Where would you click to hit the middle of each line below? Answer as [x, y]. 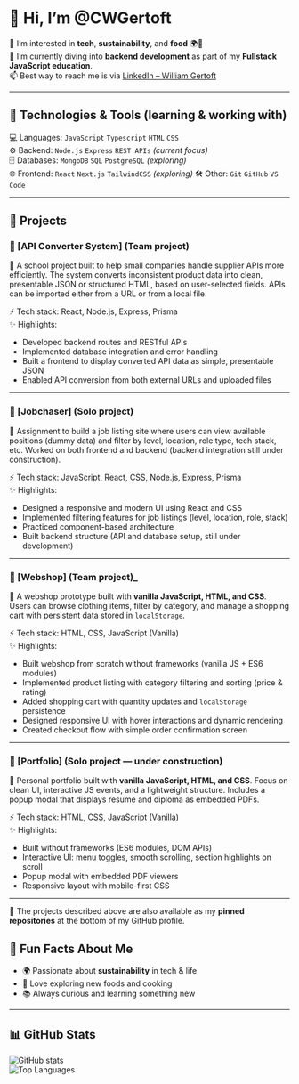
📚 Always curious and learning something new [109, 994]
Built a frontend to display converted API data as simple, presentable [148, 361]
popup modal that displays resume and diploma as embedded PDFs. [134, 799]
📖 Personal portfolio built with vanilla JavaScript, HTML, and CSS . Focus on [149, 781]
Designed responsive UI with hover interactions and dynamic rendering [152, 721]
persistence [44, 711]
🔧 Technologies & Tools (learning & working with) [148, 115]
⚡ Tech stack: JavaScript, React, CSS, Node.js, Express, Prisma [125, 477]
